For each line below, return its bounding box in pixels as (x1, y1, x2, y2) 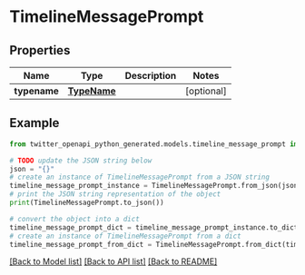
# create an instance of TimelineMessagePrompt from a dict (9, 231, 242, 241)
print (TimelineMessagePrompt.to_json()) (9, 198, 165, 208)
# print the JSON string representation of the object (9, 190, 221, 199)
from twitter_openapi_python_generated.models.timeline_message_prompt (9, 139, 286, 149)
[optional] (184, 84, 227, 97)
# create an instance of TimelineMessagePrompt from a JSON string (9, 172, 271, 182)
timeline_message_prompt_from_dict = (9, 240, 152, 249)
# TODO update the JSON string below (9, 156, 152, 165)
